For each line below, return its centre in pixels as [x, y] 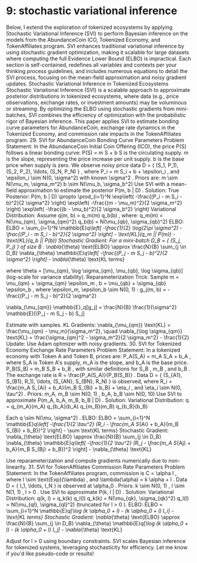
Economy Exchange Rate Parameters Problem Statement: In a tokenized [93, 350]
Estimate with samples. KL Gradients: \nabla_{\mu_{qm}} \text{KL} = [89, 325]
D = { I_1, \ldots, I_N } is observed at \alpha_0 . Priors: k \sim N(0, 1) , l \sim [96, 486]
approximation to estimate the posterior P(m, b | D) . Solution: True [98, 190]
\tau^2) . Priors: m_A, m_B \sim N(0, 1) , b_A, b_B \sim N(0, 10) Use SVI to [94, 394]
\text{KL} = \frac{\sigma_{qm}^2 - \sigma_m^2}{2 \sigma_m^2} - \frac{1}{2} [98, 337]
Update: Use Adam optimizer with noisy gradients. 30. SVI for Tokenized [94, 343]
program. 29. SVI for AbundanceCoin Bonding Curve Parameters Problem [95, 140]
